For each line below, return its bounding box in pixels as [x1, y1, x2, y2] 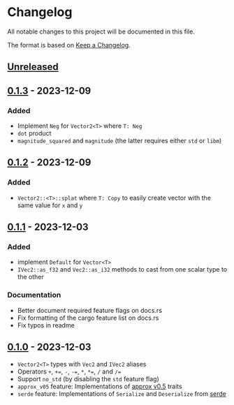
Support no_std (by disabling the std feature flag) [17, 374, 159, 383]
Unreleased [7, 61, 59, 73]
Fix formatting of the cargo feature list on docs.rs [17, 314, 159, 322]
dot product [17, 129, 52, 138]
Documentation [7, 290, 61, 300]
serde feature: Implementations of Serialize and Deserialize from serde [17, 389, 227, 398]
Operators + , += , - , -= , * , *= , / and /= [17, 367, 122, 376]
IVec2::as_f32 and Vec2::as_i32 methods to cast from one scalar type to [17, 265, 228, 274]
